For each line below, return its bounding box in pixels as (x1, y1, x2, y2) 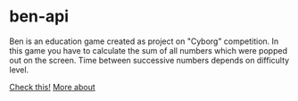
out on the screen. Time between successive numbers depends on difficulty (9, 55, 290, 65)
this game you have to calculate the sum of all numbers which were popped (9, 45, 288, 55)
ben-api (9, 6, 70, 27)
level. (9, 64, 29, 75)
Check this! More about (9, 81, 95, 92)
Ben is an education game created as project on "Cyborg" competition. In (9, 36, 279, 46)
